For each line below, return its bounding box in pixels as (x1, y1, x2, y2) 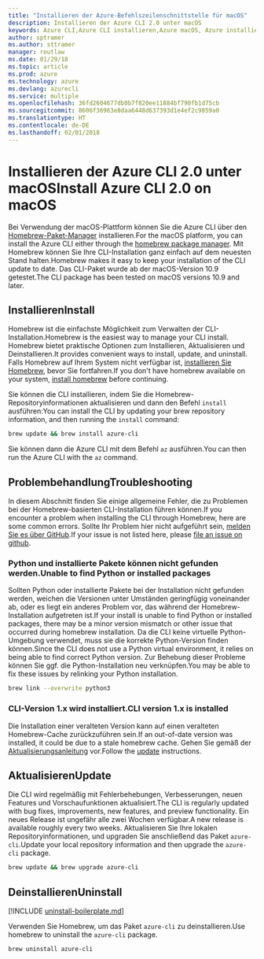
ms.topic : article (8, 63, 68, 71)
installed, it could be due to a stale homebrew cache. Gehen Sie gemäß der (8, 738, 251, 747)
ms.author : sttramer (8, 41, 76, 49)
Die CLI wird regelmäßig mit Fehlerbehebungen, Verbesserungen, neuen (8, 790, 243, 799)
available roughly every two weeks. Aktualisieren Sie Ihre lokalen (8, 824, 218, 833)
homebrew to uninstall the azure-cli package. (8, 930, 158, 939)
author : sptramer (8, 33, 65, 42)
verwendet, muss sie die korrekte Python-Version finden (46, 635, 229, 646)
